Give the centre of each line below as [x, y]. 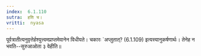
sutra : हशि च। [24, 17]
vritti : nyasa [25, 23]
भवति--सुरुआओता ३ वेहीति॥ [34, 46]
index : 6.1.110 [26, 12]
